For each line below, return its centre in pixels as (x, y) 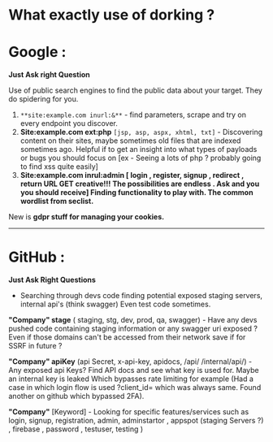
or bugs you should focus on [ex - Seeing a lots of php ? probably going (141, 158)
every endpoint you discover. (69, 123)
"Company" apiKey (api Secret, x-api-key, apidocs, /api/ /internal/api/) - (130, 362)
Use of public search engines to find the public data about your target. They (135, 90)
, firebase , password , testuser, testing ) (76, 429)
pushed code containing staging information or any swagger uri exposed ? (133, 329)
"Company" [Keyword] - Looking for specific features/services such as (129, 412)
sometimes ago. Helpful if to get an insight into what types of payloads (139, 149)
